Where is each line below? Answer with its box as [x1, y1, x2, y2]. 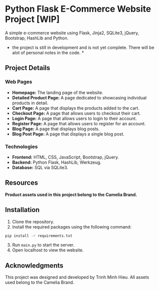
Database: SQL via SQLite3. [12, 164, 68, 170]
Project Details [5, 64, 50, 72]
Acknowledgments [5, 261, 64, 270]
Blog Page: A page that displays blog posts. [12, 126, 100, 132]
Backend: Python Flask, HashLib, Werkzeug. [12, 159, 102, 165]
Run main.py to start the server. [12, 242, 75, 248]
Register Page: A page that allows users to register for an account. [12, 120, 146, 126]
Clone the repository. [12, 218, 54, 225]
